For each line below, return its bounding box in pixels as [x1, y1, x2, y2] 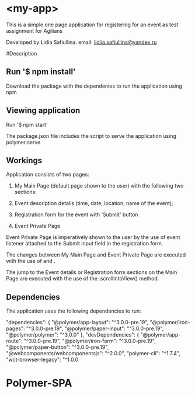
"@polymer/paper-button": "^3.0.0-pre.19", [6, 344, 109, 351]
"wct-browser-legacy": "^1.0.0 [6, 356, 79, 363]
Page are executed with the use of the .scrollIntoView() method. [6, 275, 159, 282]
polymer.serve [6, 138, 41, 145]
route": [6, 338, 23, 345]
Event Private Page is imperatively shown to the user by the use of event [6, 234, 180, 241]
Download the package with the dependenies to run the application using [6, 82, 183, 89]
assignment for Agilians [6, 27, 63, 34]
